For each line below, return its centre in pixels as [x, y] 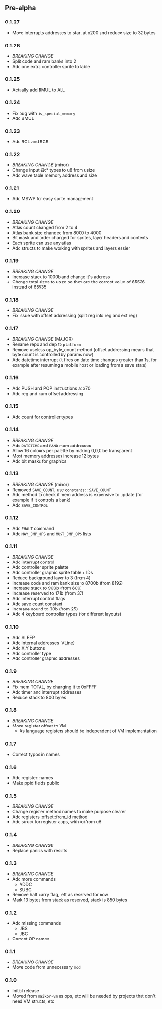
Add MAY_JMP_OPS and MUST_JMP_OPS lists [51, 534]
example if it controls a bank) [41, 500]
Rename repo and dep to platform [46, 344]
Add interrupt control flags [39, 599]
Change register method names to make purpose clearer [69, 812]
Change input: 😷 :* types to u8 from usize [53, 170]
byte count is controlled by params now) [53, 354]
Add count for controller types [42, 417]
